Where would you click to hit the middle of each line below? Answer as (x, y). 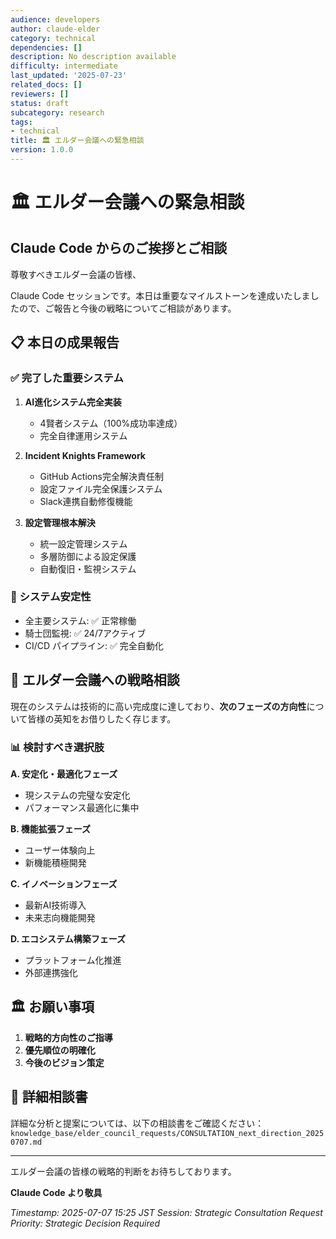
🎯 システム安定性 (51, 597)
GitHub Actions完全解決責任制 (101, 476)
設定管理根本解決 (60, 522)
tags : (21, 122)
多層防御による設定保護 (88, 556)
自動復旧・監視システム (88, 568)
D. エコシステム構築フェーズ (68, 938)
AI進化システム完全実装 (73, 402)
